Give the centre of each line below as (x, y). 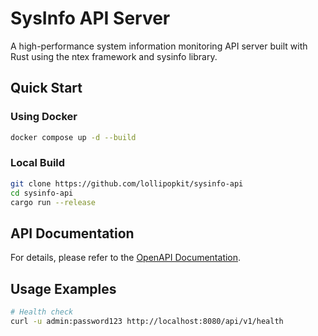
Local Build (38, 163)
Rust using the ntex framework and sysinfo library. (114, 56)
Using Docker (44, 117)
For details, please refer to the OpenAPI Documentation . (126, 258)
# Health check (42, 312)
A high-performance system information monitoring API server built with (159, 46)
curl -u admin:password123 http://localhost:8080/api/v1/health (147, 321)
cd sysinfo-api (42, 193)
